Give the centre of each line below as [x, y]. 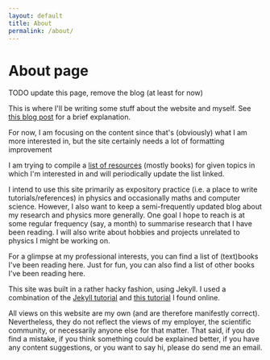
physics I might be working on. [59, 241]
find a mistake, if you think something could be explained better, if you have [134, 339]
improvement [30, 150]
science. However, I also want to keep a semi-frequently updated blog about [135, 207]
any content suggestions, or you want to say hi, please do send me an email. [135, 348]
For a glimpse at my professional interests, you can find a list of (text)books [133, 257]
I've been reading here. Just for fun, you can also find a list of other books [132, 265]
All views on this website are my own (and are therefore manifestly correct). [134, 313]
